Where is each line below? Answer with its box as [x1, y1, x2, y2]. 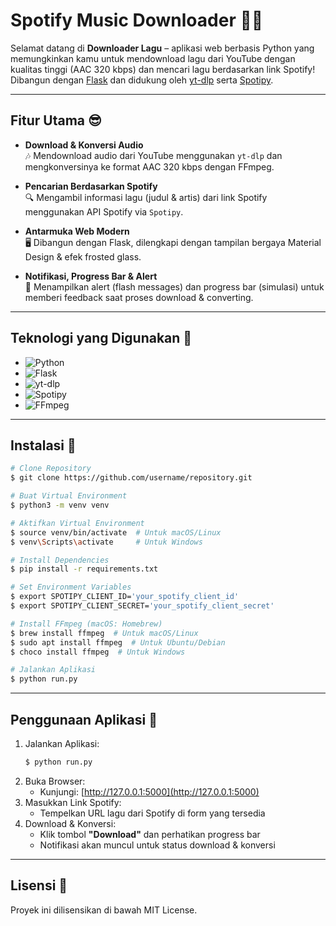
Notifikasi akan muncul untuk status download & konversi [39, 839, 276, 851]
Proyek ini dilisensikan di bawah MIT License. [10, 904, 198, 916]
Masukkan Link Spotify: [24, 796, 122, 808]
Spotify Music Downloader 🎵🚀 [10, 9, 264, 32]
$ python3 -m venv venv [10, 500, 110, 510]
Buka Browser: [24, 775, 86, 787]
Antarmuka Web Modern [24, 225, 130, 237]
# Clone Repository [10, 464, 92, 474]
